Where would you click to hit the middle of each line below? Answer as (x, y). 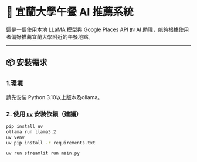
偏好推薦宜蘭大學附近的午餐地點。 (52, 36)
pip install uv (25, 126)
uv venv (16, 137)
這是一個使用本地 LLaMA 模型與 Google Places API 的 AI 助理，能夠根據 (92, 29)
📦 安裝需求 (27, 63)
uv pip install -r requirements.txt (51, 143)
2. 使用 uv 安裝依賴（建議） (44, 114)
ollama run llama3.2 (31, 132)
